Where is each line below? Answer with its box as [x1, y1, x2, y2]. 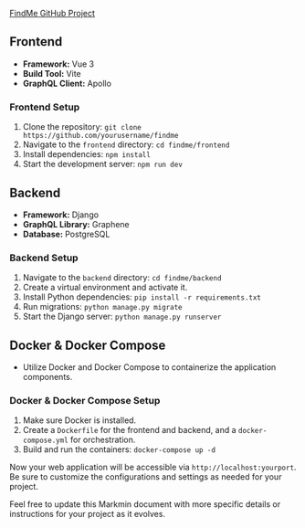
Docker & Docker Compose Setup [9, 394, 161, 407]
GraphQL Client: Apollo [22, 78, 112, 89]
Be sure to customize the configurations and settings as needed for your [9, 471, 282, 482]
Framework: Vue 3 [22, 58, 94, 69]
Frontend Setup [9, 100, 80, 113]
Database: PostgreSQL [22, 228, 110, 239]
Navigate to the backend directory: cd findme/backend [22, 272, 222, 283]
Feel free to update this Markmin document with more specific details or [9, 499, 281, 510]
